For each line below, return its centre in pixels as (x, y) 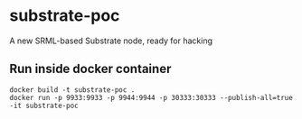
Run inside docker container (90, 69)
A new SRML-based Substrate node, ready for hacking (111, 41)
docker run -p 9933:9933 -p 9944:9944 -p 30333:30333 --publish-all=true (151, 97)
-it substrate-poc (44, 105)
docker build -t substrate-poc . (72, 90)
